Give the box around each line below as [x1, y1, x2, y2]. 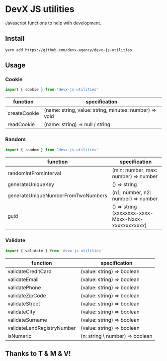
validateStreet [7, 300, 40, 307]
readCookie [7, 121, 35, 128]
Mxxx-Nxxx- [112, 216, 143, 223]
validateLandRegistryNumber [7, 324, 76, 331]
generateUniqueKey [7, 181, 55, 188]
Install [5, 34, 25, 43]
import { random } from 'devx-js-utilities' [5, 147, 99, 152]
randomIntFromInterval [7, 170, 61, 177]
